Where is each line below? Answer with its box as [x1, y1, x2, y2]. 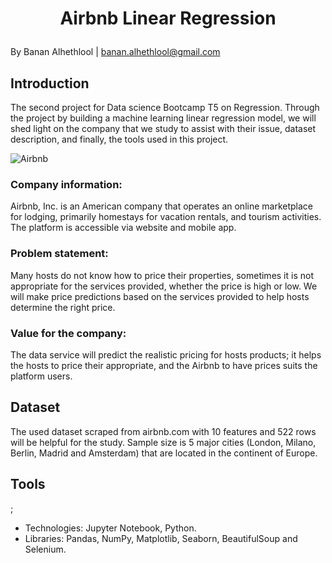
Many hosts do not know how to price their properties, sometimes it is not [10, 269, 314, 281]
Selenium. [24, 543, 67, 555]
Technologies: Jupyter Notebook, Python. [24, 522, 197, 534]
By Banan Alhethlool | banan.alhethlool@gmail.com [10, 46, 221, 58]
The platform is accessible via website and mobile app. [10, 222, 237, 234]
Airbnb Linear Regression [59, 7, 277, 30]
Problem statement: [10, 247, 109, 261]
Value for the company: [10, 326, 127, 340]
